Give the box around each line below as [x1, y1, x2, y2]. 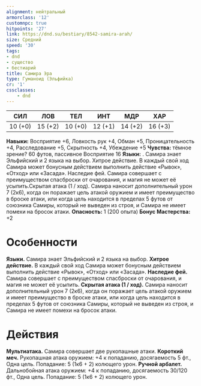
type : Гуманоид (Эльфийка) [6, 76, 74, 82]
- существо [6, 59, 34, 65]
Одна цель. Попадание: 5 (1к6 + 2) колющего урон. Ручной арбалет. [6, 360, 182, 367]
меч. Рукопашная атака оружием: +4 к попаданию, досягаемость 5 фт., [6, 353, 191, 361]
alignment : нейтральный [6, 8, 66, 15]
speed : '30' [6, 43, 36, 49]
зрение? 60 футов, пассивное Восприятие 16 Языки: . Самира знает [6, 150, 182, 157]
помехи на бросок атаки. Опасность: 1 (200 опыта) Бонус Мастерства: [6, 208, 191, 215]
